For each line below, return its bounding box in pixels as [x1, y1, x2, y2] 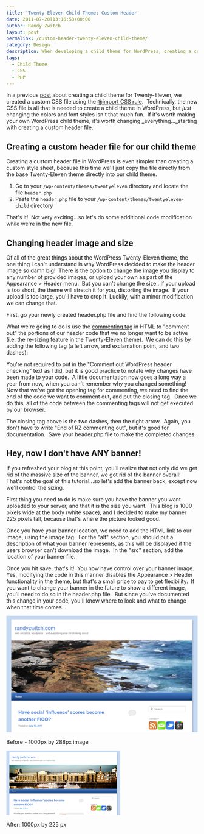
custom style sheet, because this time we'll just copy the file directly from [6, 164, 191, 172]
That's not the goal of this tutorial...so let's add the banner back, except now [6, 477, 197, 484]
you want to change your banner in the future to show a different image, [6, 584, 186, 591]
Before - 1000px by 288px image [6, 738, 89, 746]
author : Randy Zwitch [6, 23, 61, 29]
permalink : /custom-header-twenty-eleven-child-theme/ [6, 35, 148, 42]
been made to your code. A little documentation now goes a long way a [6, 373, 186, 381]
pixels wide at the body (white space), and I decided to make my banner [6, 509, 187, 516]
